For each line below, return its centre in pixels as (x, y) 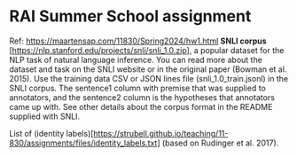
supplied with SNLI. (45, 116)
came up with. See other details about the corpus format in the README (141, 106)
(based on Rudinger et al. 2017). (220, 143)
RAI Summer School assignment (130, 16)
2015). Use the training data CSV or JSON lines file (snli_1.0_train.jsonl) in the (149, 78)
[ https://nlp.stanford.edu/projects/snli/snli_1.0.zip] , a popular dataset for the (147, 50)
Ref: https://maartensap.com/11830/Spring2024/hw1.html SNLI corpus (138, 41)
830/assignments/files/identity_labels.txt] (85, 143)
